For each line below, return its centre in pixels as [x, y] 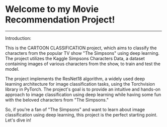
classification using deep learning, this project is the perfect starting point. [81, 115]
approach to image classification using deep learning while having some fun [83, 94]
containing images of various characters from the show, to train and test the [83, 64]
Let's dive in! [18, 120]
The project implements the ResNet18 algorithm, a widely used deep [75, 79]
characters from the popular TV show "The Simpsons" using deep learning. [83, 53]
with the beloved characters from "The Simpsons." [57, 100]
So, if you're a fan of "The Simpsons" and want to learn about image [75, 109]
